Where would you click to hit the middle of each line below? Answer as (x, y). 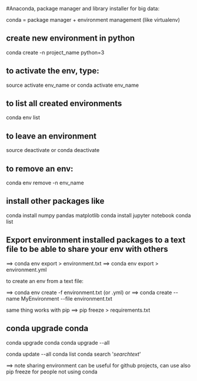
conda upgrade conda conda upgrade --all (58, 342)
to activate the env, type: (53, 71)
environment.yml (26, 269)
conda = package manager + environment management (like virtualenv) (93, 20)
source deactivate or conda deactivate (53, 150)
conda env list (23, 117)
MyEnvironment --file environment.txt (67, 298)
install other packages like (55, 201)
